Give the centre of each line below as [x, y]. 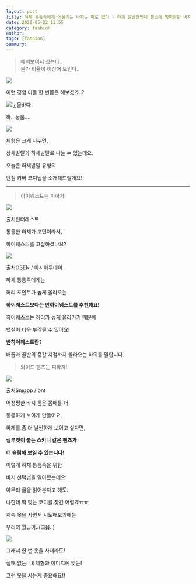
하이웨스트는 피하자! [43, 195]
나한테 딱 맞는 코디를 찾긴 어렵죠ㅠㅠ [47, 502]
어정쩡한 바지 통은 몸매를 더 [37, 403]
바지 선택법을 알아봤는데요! [36, 477]
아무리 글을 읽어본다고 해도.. [38, 490]
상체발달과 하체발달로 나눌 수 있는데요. [50, 153]
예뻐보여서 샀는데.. [41, 61]
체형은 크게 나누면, [27, 140]
